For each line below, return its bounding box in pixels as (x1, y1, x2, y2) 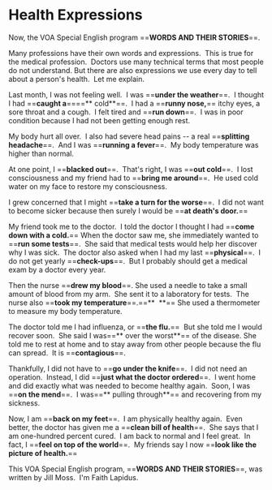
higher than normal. (8, 148, 75, 158)
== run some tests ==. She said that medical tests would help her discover (8, 239, 257, 248)
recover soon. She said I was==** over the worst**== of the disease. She (8, 330, 257, 340)
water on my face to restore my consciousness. (8, 181, 168, 191)
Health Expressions (8, 6, 144, 24)
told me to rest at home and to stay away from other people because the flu (8, 339, 261, 349)
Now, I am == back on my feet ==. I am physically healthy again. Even (8, 414, 244, 423)
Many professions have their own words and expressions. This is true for (8, 48, 254, 58)
